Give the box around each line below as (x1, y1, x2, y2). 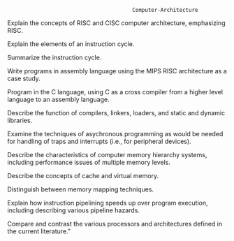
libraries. (7, 116, 33, 124)
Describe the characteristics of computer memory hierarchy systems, (7, 151, 207, 159)
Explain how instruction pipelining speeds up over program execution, (7, 199, 208, 207)
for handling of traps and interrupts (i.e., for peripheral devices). (7, 137, 191, 145)
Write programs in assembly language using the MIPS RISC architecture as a (7, 67, 227, 75)
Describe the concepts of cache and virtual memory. (7, 172, 159, 180)
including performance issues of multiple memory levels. (7, 158, 171, 166)
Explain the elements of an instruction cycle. (7, 40, 135, 48)
